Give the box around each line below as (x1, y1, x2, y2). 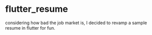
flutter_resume (5, 3, 68, 15)
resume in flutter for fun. (5, 25, 56, 31)
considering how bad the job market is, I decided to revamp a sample (5, 20, 147, 26)
